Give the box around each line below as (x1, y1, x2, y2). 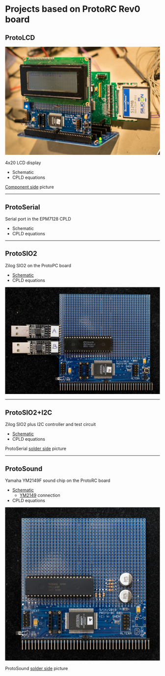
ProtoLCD (5, 33, 35, 42)
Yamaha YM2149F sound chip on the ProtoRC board (5, 478, 110, 483)
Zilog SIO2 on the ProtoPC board (5, 262, 71, 268)
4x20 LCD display (5, 160, 41, 166)
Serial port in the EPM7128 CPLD (5, 216, 71, 222)
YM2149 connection (19, 492, 60, 498)
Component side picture (5, 184, 54, 190)
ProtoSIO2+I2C (5, 408, 53, 417)
